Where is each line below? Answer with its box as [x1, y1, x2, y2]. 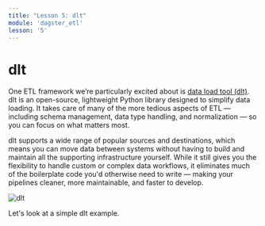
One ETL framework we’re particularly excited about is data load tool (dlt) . [8, 86, 250, 96]
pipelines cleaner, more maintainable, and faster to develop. [8, 178, 204, 187]
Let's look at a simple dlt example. [8, 209, 120, 218]
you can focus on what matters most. [8, 121, 130, 130]
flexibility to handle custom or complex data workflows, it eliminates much [8, 161, 251, 170]
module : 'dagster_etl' [8, 19, 83, 27]
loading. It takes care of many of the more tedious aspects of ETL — [8, 104, 232, 113]
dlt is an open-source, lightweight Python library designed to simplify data [8, 95, 251, 105]
